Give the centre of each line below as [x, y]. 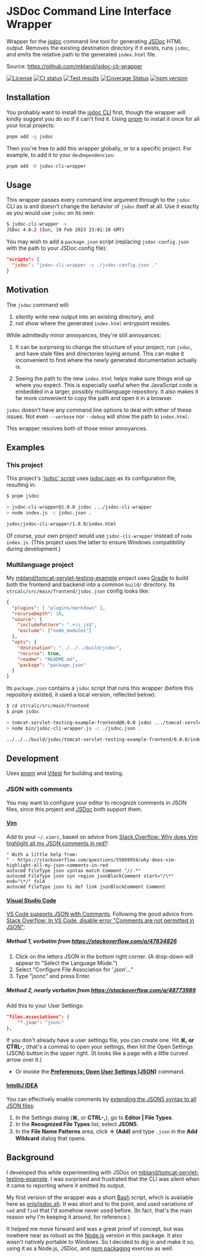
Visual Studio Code [31, 900]
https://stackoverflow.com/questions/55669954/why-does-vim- [97, 860]
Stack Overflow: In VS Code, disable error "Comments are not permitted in [100, 920]
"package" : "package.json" [52, 665]
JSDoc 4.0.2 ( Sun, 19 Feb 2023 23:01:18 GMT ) [65, 230]
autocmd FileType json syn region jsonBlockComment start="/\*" [90, 876]
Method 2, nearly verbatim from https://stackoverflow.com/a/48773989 [101, 990]
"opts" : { [24, 643]
